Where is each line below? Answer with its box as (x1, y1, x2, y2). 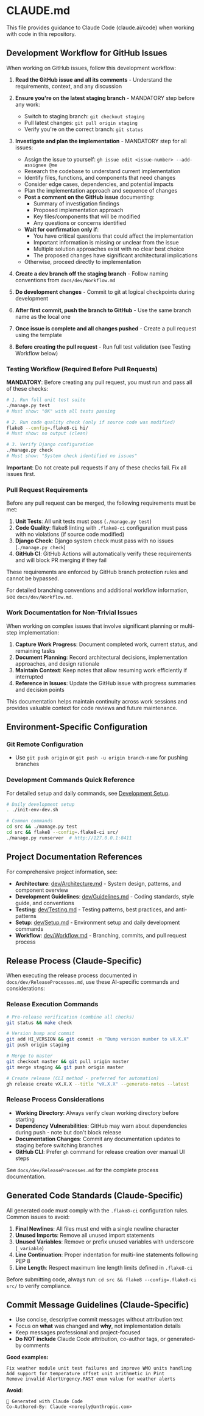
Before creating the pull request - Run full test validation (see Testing (15, 343, 191, 350)
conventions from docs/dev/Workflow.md (15, 276, 116, 283)
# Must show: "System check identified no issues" (6, 453, 138, 459)
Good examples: (6, 1354, 49, 1361)
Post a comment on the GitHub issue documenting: (24, 193, 155, 201)
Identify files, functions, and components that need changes (24, 174, 176, 181)
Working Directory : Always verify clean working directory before (15, 1109, 179, 1116)
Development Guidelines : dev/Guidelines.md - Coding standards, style (15, 892, 194, 900)
